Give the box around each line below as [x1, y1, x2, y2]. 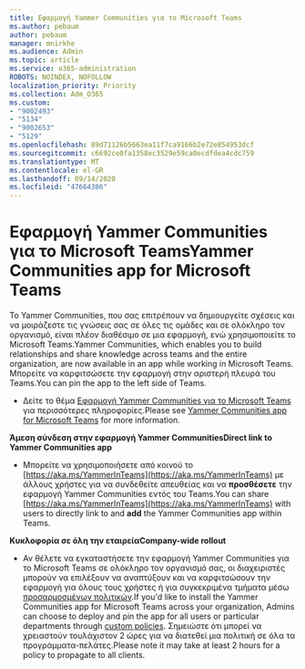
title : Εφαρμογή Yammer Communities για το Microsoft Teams [9, 13, 243, 23]
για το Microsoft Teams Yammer [9, 241, 254, 262]
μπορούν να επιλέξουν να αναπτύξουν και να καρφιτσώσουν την [22, 573, 271, 583]
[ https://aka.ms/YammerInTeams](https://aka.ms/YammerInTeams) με [22, 470, 284, 481]
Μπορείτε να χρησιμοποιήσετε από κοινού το [22, 460, 194, 471]
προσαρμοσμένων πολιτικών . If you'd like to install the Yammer [22, 592, 259, 603]
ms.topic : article [9, 56, 79, 65]
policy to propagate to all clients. [22, 650, 146, 661]
